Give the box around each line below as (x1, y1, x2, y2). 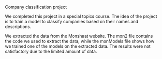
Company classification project (5, 4, 67, 10)
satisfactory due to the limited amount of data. (5, 48, 97, 54)
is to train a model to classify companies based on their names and (5, 19, 139, 24)
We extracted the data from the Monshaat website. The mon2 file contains (5, 33, 153, 39)
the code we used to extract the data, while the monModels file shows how (5, 38, 155, 44)
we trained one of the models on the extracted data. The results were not (5, 44, 151, 49)
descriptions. (5, 24, 31, 29)
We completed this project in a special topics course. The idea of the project (5, 14, 157, 19)
